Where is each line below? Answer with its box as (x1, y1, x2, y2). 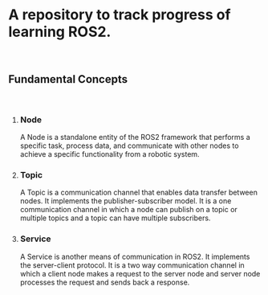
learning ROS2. (8, 23, 112, 41)
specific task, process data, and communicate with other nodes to (19, 141, 239, 150)
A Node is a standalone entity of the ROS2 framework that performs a (19, 133, 250, 142)
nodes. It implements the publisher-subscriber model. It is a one (19, 196, 232, 206)
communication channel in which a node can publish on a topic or (19, 205, 238, 215)
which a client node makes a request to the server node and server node (19, 268, 261, 278)
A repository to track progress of (8, 6, 231, 24)
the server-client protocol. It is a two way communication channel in (19, 260, 245, 270)
